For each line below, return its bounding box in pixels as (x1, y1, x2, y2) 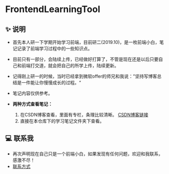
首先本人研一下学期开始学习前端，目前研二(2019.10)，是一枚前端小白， (12, 39, 160, 45)
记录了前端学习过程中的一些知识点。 (17, 45, 92, 51)
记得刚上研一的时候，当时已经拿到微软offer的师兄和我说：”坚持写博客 (12, 73, 157, 79)
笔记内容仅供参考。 (12, 90, 53, 96)
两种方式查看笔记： (12, 101, 53, 107)
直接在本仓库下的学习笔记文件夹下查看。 (20, 118, 104, 124)
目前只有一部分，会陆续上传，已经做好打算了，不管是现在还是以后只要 (12, 56, 159, 62)
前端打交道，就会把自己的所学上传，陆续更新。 (21, 63, 119, 69)
